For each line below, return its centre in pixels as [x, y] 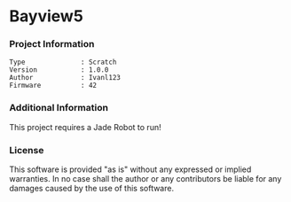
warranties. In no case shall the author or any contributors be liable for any [145, 179]
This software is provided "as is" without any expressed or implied [130, 169]
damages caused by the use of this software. [92, 189]
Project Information [52, 44]
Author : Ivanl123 [65, 78]
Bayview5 [47, 16]
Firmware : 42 [53, 86]
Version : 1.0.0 [59, 70]
